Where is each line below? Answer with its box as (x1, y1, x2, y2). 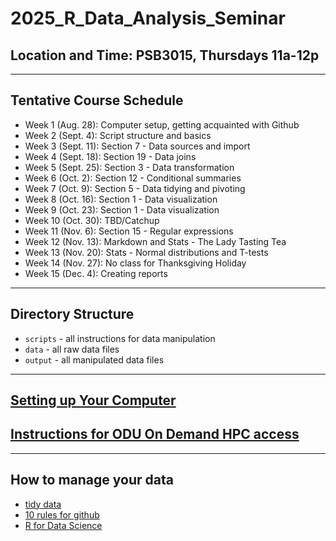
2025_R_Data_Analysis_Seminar (10, 7, 286, 30)
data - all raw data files (24, 343, 120, 355)
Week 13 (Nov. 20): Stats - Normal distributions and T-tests (24, 246, 269, 258)
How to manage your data (10, 472, 174, 489)
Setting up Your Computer (10, 392, 177, 409)
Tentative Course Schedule (10, 92, 184, 109)
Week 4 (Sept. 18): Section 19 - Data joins (24, 150, 197, 162)
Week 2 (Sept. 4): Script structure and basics (24, 129, 212, 141)
